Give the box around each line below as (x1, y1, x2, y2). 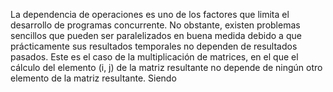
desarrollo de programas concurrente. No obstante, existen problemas (10, 19, 301, 31)
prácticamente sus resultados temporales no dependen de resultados (10, 40, 298, 52)
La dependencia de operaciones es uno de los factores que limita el (10, 9, 290, 20)
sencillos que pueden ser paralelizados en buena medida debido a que (10, 30, 302, 41)
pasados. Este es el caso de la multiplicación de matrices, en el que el (10, 51, 299, 63)
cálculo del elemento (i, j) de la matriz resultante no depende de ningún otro (10, 62, 323, 73)
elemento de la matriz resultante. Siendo (10, 72, 177, 84)
